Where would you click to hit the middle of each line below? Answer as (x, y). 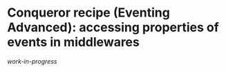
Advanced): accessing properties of (113, 27)
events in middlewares (73, 42)
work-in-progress (32, 61)
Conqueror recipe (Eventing (89, 13)
